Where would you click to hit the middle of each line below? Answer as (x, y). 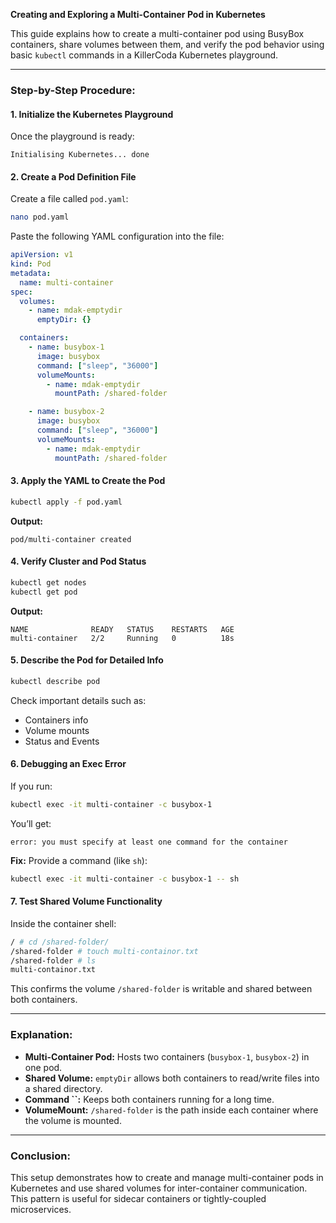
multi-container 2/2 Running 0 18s (122, 638)
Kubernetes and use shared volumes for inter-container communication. (159, 1188)
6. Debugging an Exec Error (68, 764)
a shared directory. (63, 1088)
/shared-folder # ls (53, 960)
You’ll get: (31, 823)
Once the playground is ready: (72, 136)
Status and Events (62, 741)
